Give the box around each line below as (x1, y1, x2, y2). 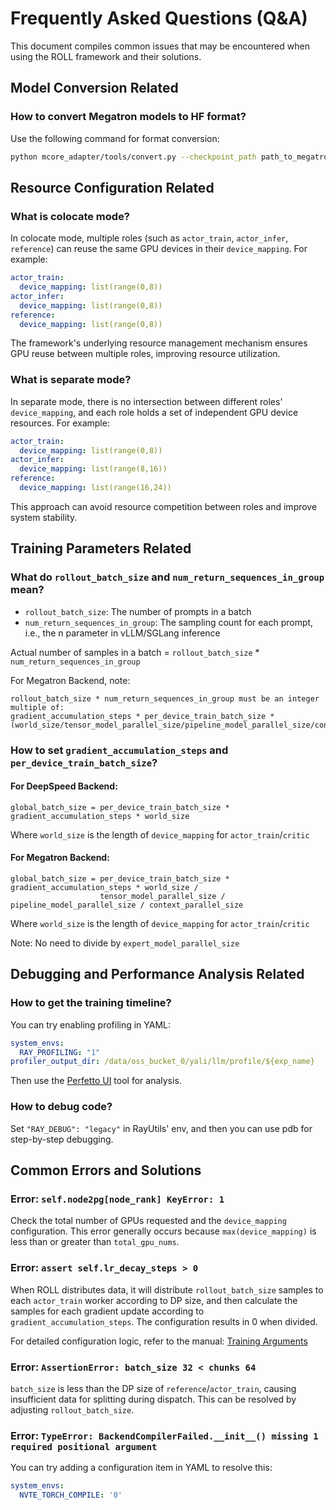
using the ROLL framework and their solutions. (10, 50, 202, 62)
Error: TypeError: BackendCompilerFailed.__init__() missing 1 (10, 1428, 319, 1442)
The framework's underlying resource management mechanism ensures (10, 337, 308, 349)
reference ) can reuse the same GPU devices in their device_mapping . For (10, 243, 308, 255)
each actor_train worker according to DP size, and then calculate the (10, 1294, 298, 1306)
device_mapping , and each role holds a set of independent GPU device (10, 406, 299, 418)
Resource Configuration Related (10, 179, 215, 196)
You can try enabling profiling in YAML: (10, 1018, 172, 1031)
